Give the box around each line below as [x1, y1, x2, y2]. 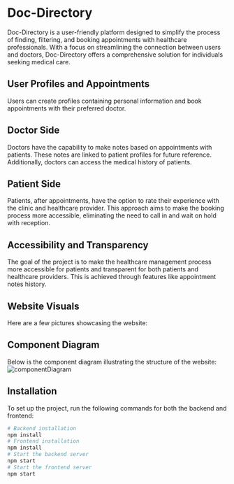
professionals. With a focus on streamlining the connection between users [7, 43, 221, 51]
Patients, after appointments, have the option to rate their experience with [7, 197, 219, 205]
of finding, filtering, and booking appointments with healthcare [7, 35, 187, 43]
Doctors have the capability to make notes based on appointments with [7, 143, 212, 151]
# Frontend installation [7, 438, 80, 445]
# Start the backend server [7, 451, 89, 458]
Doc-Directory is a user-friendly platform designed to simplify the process [7, 28, 221, 36]
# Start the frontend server [7, 464, 92, 471]
